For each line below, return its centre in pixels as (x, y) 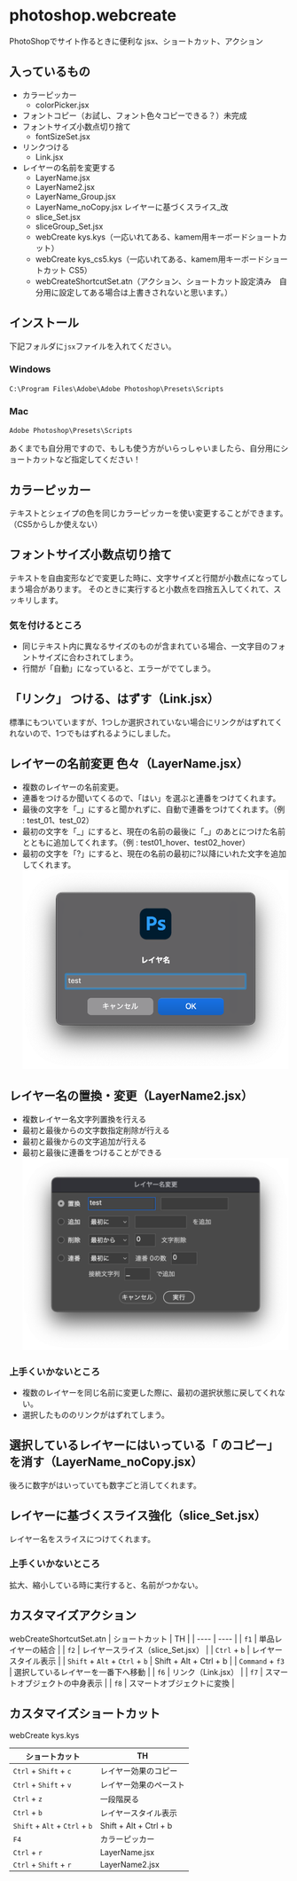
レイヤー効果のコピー (139, 1771)
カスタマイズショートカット (85, 1714)
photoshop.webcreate (93, 16)
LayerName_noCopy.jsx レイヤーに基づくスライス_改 (132, 207)
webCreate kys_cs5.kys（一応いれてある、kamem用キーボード (150, 259)
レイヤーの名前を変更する (69, 167)
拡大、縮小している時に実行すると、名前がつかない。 (106, 1585)
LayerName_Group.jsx (76, 196)
